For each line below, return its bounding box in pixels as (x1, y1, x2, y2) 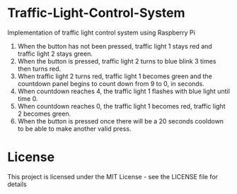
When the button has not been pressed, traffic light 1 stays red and (17, 42, 212, 50)
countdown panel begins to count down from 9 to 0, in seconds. (17, 79, 205, 87)
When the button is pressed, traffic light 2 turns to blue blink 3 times (17, 56, 216, 65)
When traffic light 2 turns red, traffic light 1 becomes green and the (17, 72, 212, 80)
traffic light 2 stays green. (17, 49, 93, 58)
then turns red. (17, 64, 62, 73)
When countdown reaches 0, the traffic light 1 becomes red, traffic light (17, 102, 226, 110)
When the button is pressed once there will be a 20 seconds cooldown (17, 116, 224, 125)
